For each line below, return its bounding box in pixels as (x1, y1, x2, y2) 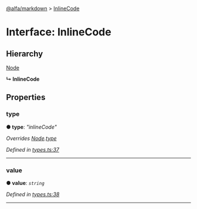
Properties (6, 92, 46, 102)
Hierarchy (6, 49, 43, 59)
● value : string (6, 179, 45, 186)
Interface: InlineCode (6, 26, 111, 39)
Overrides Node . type (6, 135, 57, 142)
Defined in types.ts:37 (6, 146, 60, 153)
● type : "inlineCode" (6, 123, 57, 131)
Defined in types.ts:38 (6, 190, 60, 198)
